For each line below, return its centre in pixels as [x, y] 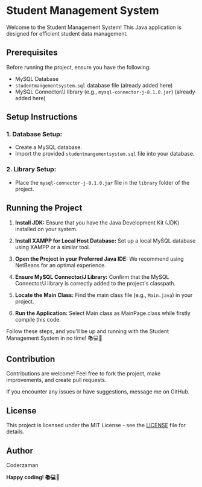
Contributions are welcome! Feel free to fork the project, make [84, 374]
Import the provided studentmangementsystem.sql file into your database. [105, 154]
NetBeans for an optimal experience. [61, 265]
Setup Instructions [42, 117]
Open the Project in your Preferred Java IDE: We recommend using [99, 259]
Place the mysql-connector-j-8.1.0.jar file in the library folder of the [102, 182]
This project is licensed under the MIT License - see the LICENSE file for [96, 425]
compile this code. [38, 319]
